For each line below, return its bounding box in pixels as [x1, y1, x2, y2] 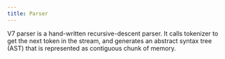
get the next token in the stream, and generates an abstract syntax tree [7, 36, 212, 45]
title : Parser [7, 10, 49, 17]
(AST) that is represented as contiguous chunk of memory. [7, 44, 177, 52]
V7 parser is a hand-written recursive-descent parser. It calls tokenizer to [7, 29, 219, 37]
